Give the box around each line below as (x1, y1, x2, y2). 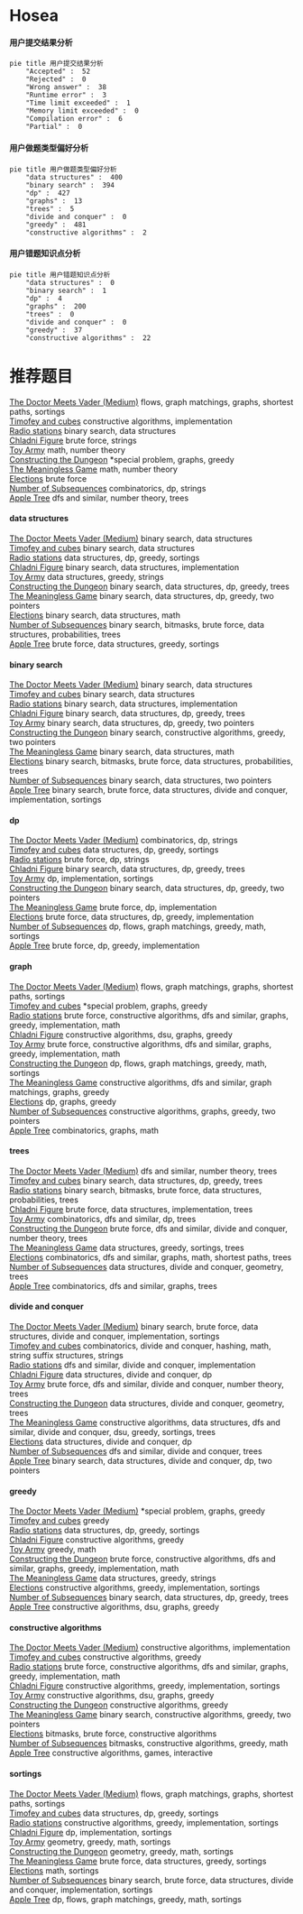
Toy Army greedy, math (9, 1544, 96, 1555)
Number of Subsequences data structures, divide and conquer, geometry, (9, 1261, 284, 1272)
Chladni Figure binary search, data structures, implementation (9, 561, 240, 573)
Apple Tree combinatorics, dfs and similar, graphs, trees (9, 1280, 218, 1291)
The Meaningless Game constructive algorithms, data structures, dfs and (9, 1417, 281, 1428)
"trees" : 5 (25, 204, 75, 213)
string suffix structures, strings (9, 1349, 124, 1360)
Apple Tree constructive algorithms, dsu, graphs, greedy (9, 1602, 219, 1613)
